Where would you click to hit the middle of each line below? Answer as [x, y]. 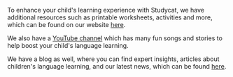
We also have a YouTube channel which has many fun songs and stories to [115, 38]
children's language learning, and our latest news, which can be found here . [117, 66]
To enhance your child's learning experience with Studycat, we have [106, 10]
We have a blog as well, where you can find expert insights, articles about [113, 59]
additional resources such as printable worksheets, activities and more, [110, 17]
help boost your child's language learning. [68, 45]
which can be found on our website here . [66, 25]
